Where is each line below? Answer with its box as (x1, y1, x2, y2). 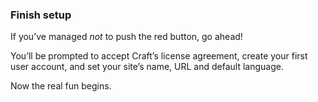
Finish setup (10, 8, 72, 22)
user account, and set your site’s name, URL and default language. (10, 61, 284, 73)
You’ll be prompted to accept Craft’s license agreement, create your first (10, 50, 308, 62)
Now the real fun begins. (10, 80, 112, 92)
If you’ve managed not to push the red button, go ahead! (10, 31, 243, 43)
